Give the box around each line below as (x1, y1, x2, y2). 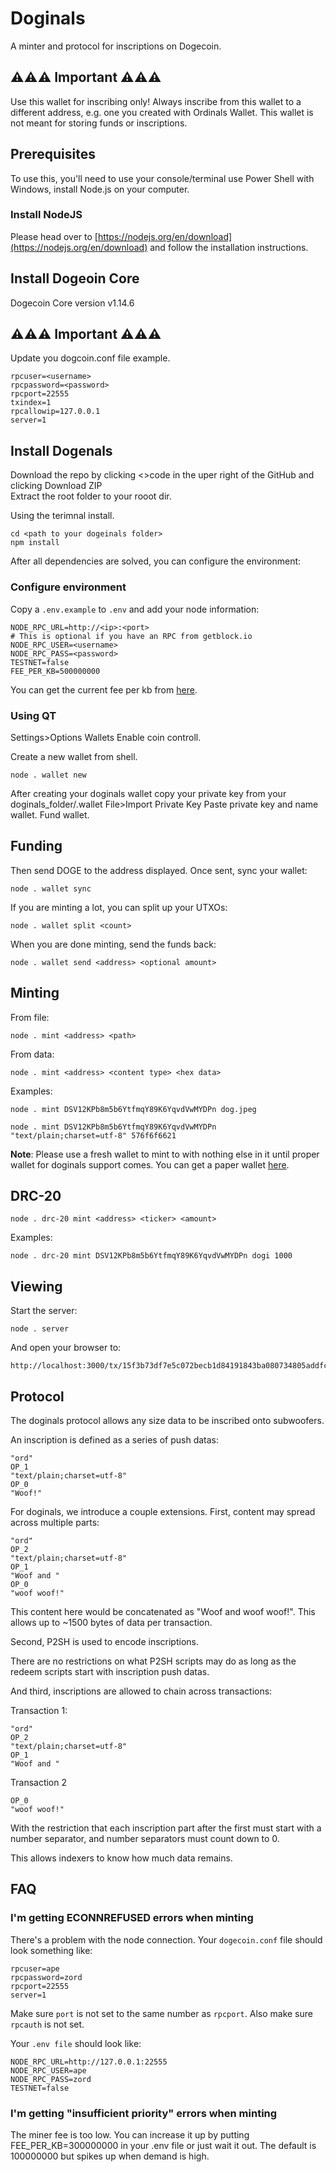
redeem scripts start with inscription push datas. (10, 1665, 210, 1677)
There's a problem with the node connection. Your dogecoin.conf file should (10, 1933, 323, 1946)
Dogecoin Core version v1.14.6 (10, 297, 135, 309)
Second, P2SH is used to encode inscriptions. (10, 1635, 199, 1647)
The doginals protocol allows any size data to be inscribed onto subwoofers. (10, 1414, 325, 1426)
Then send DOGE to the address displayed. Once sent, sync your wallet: (10, 864, 308, 876)
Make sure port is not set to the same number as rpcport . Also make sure (10, 2007, 313, 2019)
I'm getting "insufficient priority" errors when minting (10, 2106, 278, 2120)
